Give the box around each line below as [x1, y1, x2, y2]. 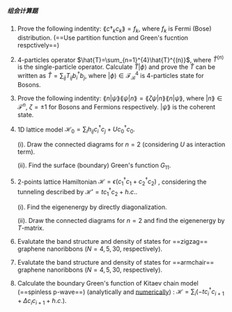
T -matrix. [17, 224, 45, 232]
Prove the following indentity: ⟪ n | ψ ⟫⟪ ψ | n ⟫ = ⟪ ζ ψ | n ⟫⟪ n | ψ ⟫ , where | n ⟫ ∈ [17, 94, 223, 102]
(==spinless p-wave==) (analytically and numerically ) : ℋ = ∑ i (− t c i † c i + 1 [17, 286, 224, 297]
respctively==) [17, 40, 60, 49]
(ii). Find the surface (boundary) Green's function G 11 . [17, 161, 171, 171]
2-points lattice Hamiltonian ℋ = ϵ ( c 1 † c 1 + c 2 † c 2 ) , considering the [17, 176, 207, 187]
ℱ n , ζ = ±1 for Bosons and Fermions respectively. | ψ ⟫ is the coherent [17, 101, 216, 111]
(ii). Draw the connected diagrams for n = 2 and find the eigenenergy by [17, 216, 225, 224]
